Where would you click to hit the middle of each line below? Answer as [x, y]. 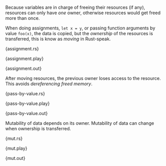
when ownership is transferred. [38, 129]
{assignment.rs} [22, 49]
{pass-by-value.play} [28, 103]
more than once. [22, 18]
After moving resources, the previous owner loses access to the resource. [83, 78]
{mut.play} [16, 148]
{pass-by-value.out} [27, 113]
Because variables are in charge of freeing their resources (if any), [75, 7]
